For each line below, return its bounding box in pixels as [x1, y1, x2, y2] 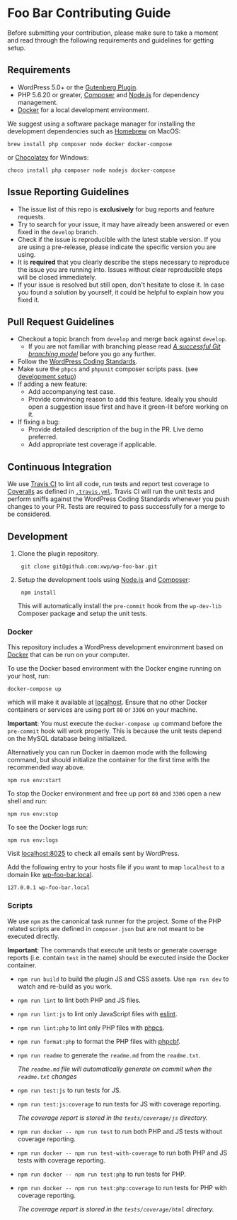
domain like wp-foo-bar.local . [7, 871, 93, 879]
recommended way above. [7, 763, 86, 771]
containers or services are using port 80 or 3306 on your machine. [7, 705, 198, 714]
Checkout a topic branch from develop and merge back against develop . [17, 335, 227, 344]
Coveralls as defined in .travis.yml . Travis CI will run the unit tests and [7, 488, 215, 496]
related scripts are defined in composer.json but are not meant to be [7, 924, 204, 933]
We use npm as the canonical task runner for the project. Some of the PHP [7, 917, 221, 925]
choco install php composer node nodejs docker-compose [7, 167, 175, 174]
